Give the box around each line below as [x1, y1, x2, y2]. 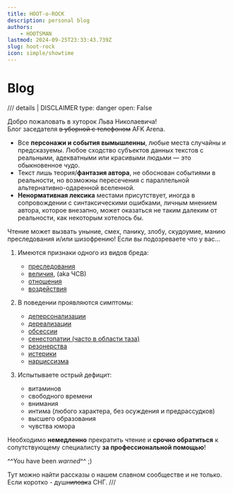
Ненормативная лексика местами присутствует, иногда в [17, 191, 196, 199]
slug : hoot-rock [7, 43, 55, 50]
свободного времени [28, 391, 93, 400]
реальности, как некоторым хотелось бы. [17, 213, 144, 222]
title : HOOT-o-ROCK [7, 10, 65, 18]
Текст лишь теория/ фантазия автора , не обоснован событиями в [17, 168, 216, 177]
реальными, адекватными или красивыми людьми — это [17, 153, 192, 162]
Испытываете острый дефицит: [17, 370, 112, 379]
